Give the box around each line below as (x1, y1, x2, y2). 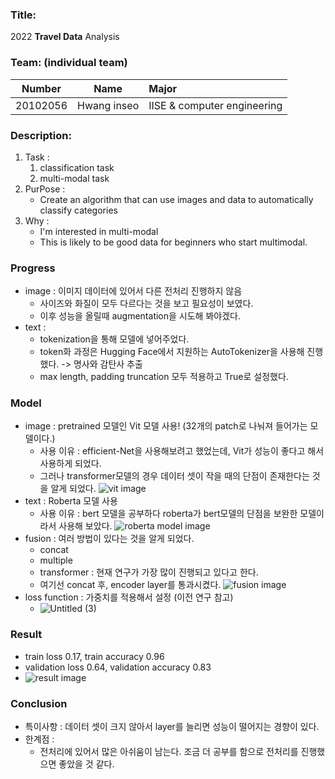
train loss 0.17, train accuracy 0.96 (24, 650, 165, 662)
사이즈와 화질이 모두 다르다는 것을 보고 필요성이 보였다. (39, 298, 254, 310)
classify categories (39, 204, 118, 216)
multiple (39, 554, 73, 567)
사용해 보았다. (58, 520, 113, 532)
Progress (10, 261, 56, 275)
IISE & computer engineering (148, 98, 283, 112)
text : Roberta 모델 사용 (24, 495, 118, 507)
